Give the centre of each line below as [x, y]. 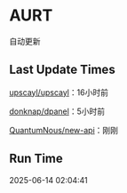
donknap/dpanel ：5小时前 [57, 111]
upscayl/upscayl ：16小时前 [59, 92]
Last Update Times [62, 70]
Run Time [36, 159]
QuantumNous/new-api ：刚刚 [63, 130]
